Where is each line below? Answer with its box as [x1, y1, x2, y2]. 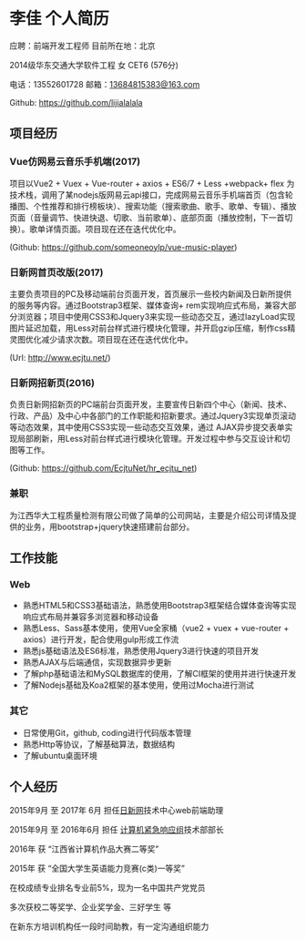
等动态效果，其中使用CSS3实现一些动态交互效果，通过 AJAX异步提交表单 [9, 422, 285, 433]
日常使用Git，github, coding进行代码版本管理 [22, 727, 192, 738]
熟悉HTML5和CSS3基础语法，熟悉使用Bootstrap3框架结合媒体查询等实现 [22, 600, 297, 611]
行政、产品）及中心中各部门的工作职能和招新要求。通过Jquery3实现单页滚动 [9, 411, 297, 422]
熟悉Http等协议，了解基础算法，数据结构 [22, 739, 176, 750]
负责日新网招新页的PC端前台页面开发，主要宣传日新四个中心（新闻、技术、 [9, 399, 292, 410]
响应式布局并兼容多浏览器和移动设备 [22, 611, 159, 622]
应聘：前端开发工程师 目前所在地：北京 [9, 40, 156, 51]
